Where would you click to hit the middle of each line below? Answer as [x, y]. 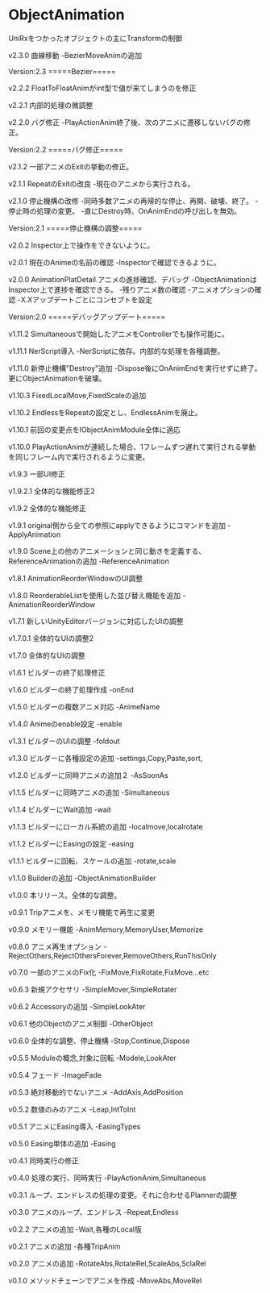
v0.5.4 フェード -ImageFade [55, 1075]
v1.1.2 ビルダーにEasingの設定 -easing [71, 843]
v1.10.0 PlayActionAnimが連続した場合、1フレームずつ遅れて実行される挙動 [132, 447]
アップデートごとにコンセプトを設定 [92, 299]
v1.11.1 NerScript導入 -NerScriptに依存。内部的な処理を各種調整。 [116, 351]
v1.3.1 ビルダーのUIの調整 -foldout [64, 741]
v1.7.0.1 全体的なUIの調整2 [51, 638]
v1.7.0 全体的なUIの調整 [47, 655]
